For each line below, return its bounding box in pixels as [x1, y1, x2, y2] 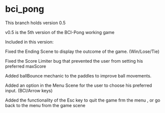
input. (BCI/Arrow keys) [5, 87, 53, 93]
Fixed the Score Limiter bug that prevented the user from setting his [5, 58, 143, 64]
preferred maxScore [5, 63, 46, 69]
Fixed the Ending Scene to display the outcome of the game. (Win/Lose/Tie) [5, 48, 160, 54]
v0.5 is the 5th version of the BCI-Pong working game [5, 29, 115, 35]
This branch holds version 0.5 [5, 20, 66, 26]
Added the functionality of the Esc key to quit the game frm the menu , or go [5, 97, 161, 103]
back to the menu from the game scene [5, 102, 85, 108]
